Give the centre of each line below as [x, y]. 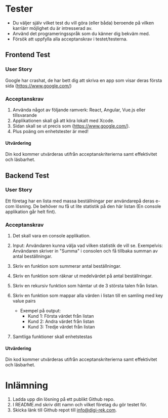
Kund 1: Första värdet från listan [61, 316]
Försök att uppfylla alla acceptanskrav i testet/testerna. [70, 39]
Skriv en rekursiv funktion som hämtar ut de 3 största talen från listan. [85, 286]
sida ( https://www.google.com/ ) [38, 86]
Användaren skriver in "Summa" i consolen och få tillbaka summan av [85, 251]
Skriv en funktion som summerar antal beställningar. [67, 266]
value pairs [24, 301]
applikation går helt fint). [31, 212]
